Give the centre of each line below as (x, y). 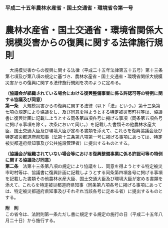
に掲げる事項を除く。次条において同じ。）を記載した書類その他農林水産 (78, 124)
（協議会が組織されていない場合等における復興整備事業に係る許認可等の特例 (84, 154)
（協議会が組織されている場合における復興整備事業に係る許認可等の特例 (79, 93)
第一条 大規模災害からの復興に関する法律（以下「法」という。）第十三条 (81, 105)
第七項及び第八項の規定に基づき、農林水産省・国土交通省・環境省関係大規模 (84, 76)
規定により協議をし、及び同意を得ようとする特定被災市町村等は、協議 (90, 112)
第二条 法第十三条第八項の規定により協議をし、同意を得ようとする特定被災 (84, 166)
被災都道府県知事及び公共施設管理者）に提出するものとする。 (69, 143)
